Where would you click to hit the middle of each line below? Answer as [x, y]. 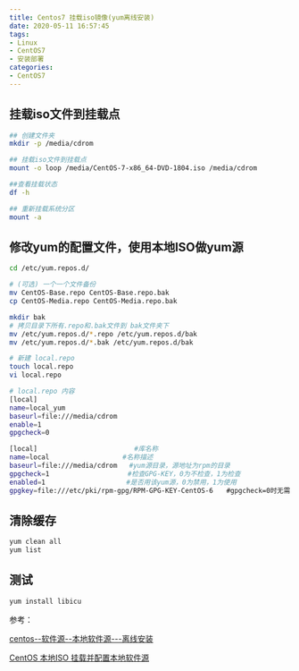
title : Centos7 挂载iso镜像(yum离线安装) [82, 17]
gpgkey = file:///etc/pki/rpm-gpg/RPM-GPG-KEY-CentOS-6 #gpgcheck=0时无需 [150, 490]
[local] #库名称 [84, 449]
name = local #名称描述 [81, 457]
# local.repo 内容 [42, 391]
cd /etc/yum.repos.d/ [50, 268]
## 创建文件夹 [32, 135]
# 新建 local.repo [42, 359]
